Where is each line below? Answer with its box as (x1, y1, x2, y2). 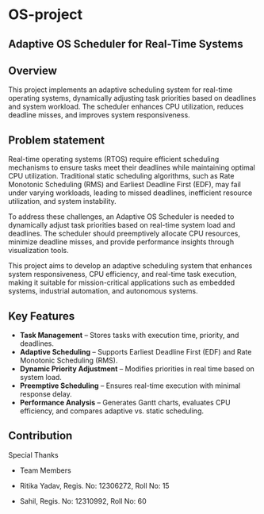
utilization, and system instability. (8, 197, 117, 206)
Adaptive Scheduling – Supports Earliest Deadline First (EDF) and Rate (19, 347, 252, 357)
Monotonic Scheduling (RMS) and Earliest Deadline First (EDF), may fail (8, 180, 242, 190)
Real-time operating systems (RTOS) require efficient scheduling (8, 155, 220, 164)
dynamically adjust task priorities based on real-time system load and (8, 221, 235, 230)
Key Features (8, 309, 75, 323)
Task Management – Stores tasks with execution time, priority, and (19, 331, 239, 340)
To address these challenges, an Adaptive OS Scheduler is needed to (8, 212, 235, 221)
